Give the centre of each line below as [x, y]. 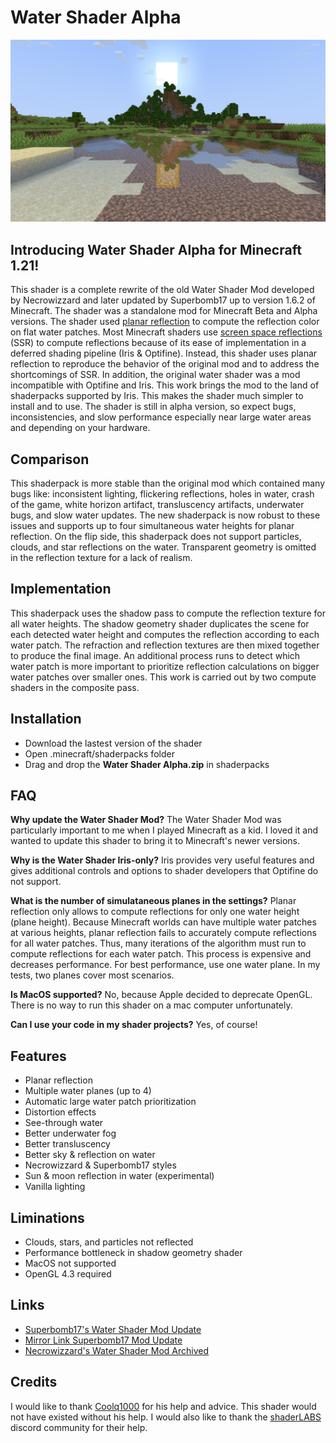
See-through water [64, 1123]
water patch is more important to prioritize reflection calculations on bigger [165, 666]
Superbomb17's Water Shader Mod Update [113, 1329]
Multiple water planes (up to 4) [88, 1091]
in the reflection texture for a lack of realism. [101, 557]
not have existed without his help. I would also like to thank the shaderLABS [166, 1417]
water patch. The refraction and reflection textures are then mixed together [165, 645]
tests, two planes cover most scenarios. [92, 975]
